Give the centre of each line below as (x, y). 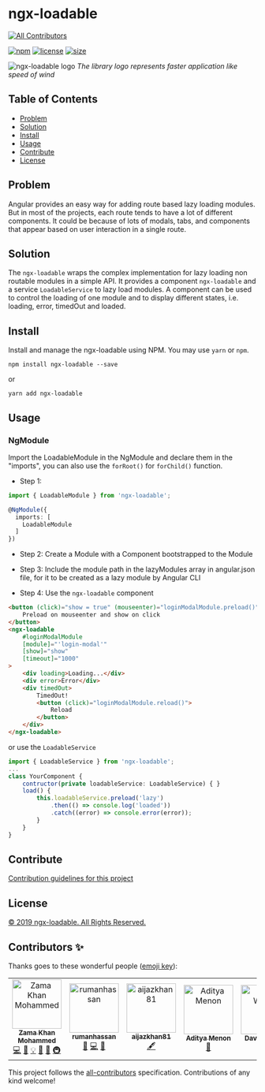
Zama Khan (37, 1032)
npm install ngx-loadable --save (63, 365)
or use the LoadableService (52, 747)
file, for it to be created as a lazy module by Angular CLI (110, 578)
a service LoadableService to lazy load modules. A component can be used (130, 289)
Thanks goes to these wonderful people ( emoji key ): (93, 966)
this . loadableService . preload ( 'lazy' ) (100, 798)
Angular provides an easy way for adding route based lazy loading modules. (132, 204)
